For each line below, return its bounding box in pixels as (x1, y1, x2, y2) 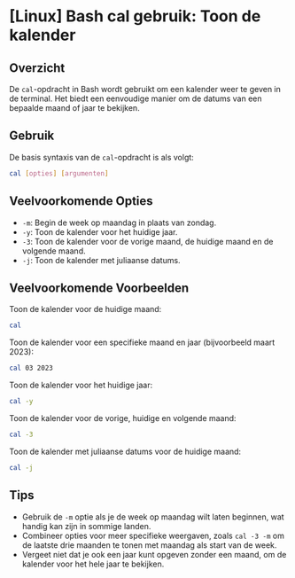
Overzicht (9, 60, 66, 75)
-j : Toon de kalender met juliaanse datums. (21, 254, 181, 265)
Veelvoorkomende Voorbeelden (9, 280, 190, 295)
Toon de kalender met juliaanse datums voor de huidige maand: (9, 446, 242, 457)
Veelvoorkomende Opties (9, 193, 153, 209)
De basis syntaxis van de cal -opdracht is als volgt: (9, 152, 195, 162)
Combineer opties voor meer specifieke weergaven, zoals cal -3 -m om (21, 530, 285, 541)
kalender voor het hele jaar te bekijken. (21, 558, 165, 569)
